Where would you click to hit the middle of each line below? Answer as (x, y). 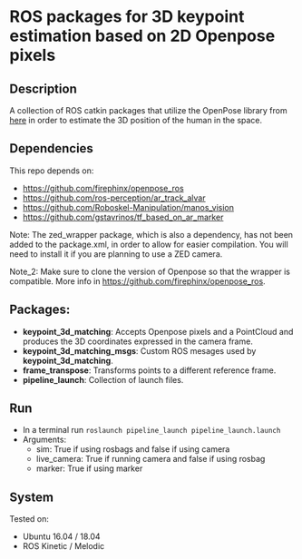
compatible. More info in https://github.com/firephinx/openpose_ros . (137, 281)
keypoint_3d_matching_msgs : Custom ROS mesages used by (139, 350)
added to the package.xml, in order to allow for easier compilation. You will (149, 244)
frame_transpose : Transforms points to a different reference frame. (149, 370)
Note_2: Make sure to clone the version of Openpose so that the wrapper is (150, 271)
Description (43, 88)
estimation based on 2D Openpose (142, 36)
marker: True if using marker (89, 468)
